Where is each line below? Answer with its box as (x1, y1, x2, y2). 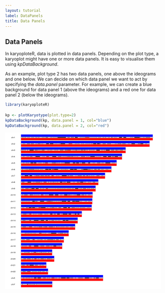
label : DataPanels (5, 13, 43, 18)
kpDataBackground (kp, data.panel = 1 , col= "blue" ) (5, 118, 112, 123)
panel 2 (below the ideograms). (5, 92, 69, 98)
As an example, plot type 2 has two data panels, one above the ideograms (5, 71, 156, 77)
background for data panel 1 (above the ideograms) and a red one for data (5, 87, 156, 93)
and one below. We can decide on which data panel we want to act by (5, 76, 148, 82)
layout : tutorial (5, 8, 41, 13)
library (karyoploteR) (5, 102, 50, 107)
